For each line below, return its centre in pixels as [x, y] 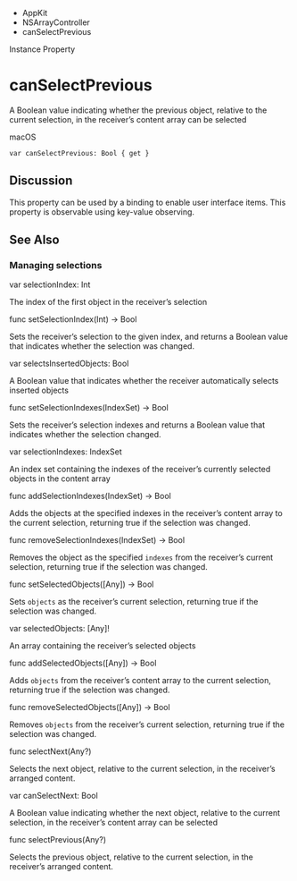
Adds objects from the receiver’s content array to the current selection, [140, 681]
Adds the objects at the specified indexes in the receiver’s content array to [146, 513]
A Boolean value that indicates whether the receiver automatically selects [144, 381]
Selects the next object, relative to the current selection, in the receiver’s [142, 769]
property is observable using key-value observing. [102, 212]
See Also [34, 240]
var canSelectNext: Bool [54, 796]
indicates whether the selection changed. [86, 435]
